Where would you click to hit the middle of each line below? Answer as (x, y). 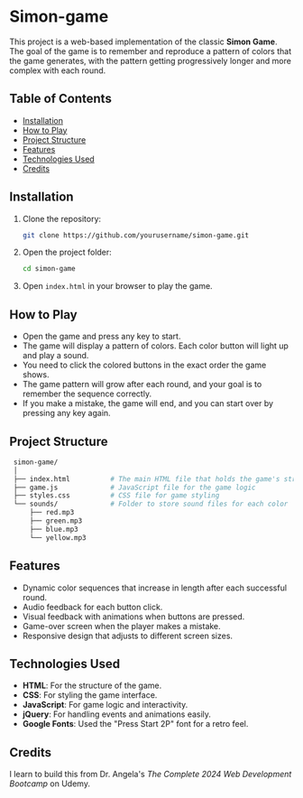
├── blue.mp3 (54, 529)
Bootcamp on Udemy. (50, 784)
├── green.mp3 (56, 521)
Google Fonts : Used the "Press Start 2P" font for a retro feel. (135, 724)
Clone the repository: (62, 218)
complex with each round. (58, 70)
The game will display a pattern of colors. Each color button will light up (155, 346)
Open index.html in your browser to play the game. (118, 286)
